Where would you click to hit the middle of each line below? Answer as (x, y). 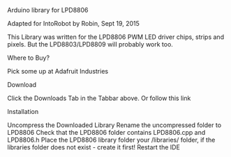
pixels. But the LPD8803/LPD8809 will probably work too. (90, 44)
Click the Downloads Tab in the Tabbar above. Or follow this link (99, 98)
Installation (23, 111)
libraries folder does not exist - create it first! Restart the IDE (94, 147)
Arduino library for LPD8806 (48, 10)
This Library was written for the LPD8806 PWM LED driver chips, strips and (116, 37)
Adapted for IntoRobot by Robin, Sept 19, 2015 (73, 23)
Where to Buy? (29, 58)
